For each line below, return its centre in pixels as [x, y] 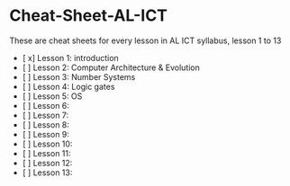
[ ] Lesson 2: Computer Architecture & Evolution [111, 67]
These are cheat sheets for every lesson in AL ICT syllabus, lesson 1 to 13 [145, 40]
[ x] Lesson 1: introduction [70, 58]
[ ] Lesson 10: [47, 144]
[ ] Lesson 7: [45, 115]
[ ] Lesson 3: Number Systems [79, 76]
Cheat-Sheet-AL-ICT [89, 16]
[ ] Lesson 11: [46, 153]
